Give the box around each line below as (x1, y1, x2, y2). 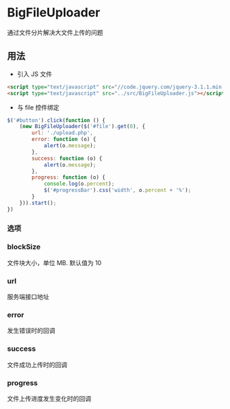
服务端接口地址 (7, 293, 49, 301)
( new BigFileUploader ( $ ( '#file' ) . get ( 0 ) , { (19, 123, 146, 130)
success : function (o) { (31, 155, 103, 162)
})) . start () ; (19, 199, 57, 206)
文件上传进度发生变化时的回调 (7, 395, 91, 403)
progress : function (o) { (31, 174, 106, 181)
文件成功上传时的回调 (7, 360, 67, 369)
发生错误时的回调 (7, 327, 55, 335)
